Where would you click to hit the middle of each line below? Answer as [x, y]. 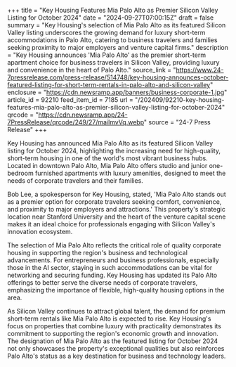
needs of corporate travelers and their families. [76, 181]
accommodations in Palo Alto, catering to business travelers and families [112, 40]
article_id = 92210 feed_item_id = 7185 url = [70, 100]
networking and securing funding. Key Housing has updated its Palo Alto [112, 275]
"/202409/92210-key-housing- [179, 100]
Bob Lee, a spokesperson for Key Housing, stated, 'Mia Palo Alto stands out [117, 194]
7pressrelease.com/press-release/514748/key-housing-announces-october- [118, 77]
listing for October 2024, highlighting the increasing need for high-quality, [114, 151]
